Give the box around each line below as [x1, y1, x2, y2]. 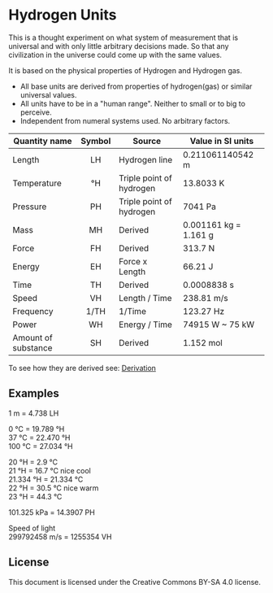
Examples [8, 386, 59, 400]
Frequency [12, 305, 54, 316]
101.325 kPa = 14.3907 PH [8, 507, 95, 517]
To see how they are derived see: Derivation [8, 363, 157, 373]
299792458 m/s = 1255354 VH [8, 531, 112, 542]
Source [132, 135, 162, 146]
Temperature [12, 177, 63, 189]
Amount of [12, 332, 53, 343]
